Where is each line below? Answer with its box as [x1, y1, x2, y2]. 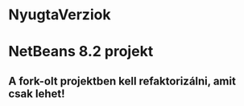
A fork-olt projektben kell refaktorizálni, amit [8, 74, 236, 88]
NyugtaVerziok [8, 6, 111, 24]
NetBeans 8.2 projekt [8, 43, 154, 61]
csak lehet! [8, 87, 66, 100]
